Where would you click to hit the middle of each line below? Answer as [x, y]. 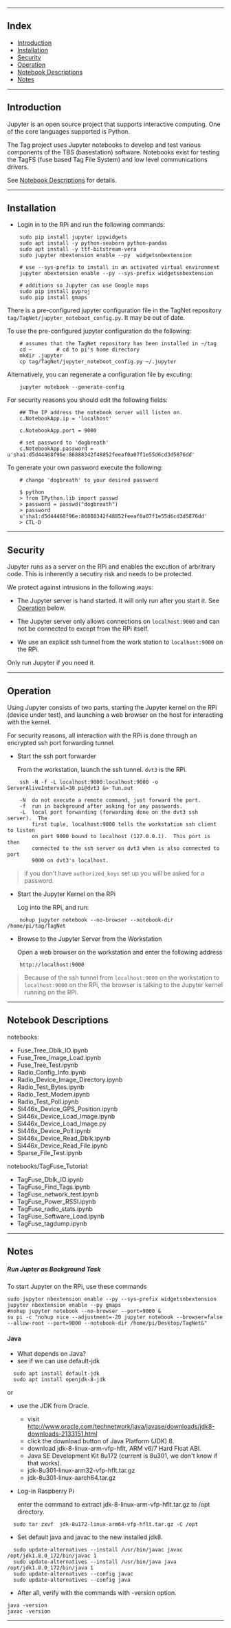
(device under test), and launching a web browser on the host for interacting [115, 715]
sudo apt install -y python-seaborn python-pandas [93, 243]
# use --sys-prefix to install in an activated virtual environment [120, 267]
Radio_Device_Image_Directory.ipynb [70, 1079]
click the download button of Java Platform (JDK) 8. [101, 1441]
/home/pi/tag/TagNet [37, 926]
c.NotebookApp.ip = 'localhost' [66, 419]
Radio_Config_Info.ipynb [52, 1072]
